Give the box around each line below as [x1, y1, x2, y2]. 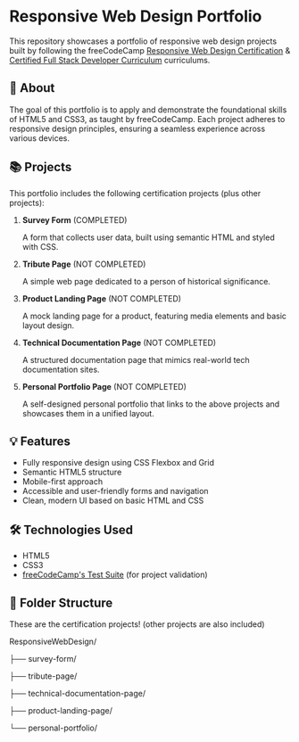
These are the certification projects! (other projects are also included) [9, 619, 265, 630]
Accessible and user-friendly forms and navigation [21, 486, 209, 497]
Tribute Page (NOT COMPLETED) [21, 259, 146, 269]
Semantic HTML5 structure [21, 466, 122, 478]
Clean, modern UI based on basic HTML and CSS [21, 495, 204, 506]
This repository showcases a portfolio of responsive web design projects [9, 36, 278, 46]
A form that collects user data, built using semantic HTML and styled [21, 232, 275, 243]
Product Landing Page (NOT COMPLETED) [21, 293, 181, 304]
